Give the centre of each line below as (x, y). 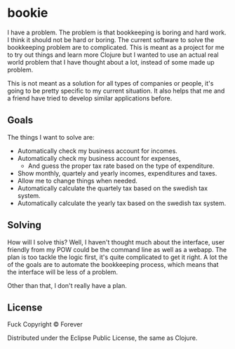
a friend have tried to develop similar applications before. (90, 98)
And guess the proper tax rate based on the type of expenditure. (121, 166)
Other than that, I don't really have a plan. (67, 285)
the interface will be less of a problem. (62, 272)
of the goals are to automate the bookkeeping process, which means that (113, 264)
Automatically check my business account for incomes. (97, 151)
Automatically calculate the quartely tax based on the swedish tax (113, 188)
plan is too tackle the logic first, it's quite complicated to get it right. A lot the (117, 257)
